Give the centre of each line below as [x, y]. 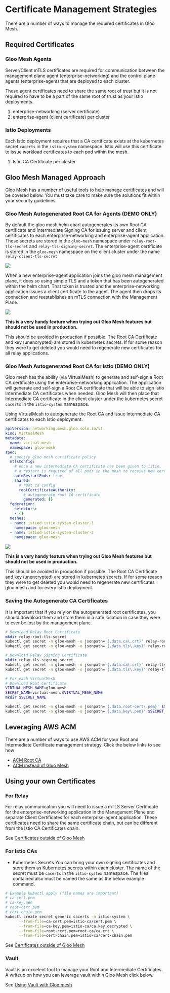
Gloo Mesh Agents [28, 59]
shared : [22, 480]
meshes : [18, 518]
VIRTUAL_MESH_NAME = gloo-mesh [36, 688]
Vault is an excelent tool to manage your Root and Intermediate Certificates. [84, 969]
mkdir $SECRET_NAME [26, 698]
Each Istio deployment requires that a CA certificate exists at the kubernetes [85, 141]
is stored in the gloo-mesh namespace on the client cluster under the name [83, 252]
